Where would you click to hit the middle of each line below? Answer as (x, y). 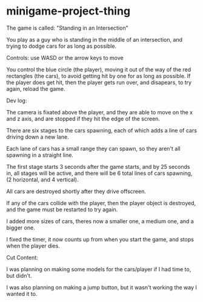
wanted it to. (22, 294)
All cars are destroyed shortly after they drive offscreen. (76, 191)
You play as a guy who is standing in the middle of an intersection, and (95, 39)
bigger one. (21, 228)
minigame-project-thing (68, 11)
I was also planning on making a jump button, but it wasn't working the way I (101, 287)
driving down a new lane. (38, 137)
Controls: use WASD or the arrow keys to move (65, 57)
